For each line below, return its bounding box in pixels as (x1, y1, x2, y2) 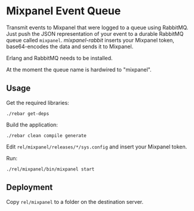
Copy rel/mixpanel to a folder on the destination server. (6, 198, 144, 205)
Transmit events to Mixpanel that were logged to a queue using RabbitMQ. (6, 24, 189, 31)
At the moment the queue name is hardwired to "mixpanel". (6, 66, 152, 73)
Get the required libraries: (6, 99, 70, 106)
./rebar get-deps (6, 110, 50, 117)
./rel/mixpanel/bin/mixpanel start (6, 166, 95, 172)
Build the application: (6, 121, 58, 128)
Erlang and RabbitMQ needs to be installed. (6, 54, 113, 61)
